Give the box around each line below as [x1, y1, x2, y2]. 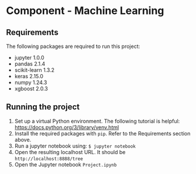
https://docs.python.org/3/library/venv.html [14, 124, 119, 131]
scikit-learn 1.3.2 [14, 67, 54, 74]
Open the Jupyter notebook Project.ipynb [14, 161, 117, 168]
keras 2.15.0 [14, 73, 44, 79]
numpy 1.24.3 [14, 79, 47, 86]
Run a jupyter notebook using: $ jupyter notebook [14, 142, 136, 149]
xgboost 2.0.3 [14, 85, 48, 92]
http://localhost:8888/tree [14, 156, 83, 162]
